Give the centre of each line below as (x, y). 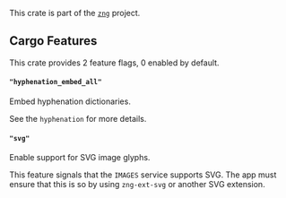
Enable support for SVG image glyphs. (80, 158)
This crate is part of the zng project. (75, 13)
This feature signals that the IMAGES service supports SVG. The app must (143, 175)
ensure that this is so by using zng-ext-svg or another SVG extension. (138, 185)
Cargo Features (53, 41)
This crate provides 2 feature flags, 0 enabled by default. (114, 63)
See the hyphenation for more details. (78, 119)
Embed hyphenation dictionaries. (70, 101)
